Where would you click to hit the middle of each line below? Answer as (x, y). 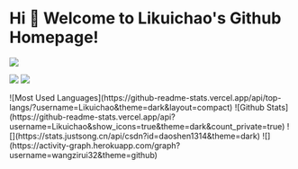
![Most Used (32, 97)
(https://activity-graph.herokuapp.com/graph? (95, 145)
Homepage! (54, 37)
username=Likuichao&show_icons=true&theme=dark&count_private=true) (147, 126)
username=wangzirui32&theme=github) (83, 155)
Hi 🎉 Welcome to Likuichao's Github (145, 18)
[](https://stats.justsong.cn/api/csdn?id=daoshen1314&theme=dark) (135, 136)
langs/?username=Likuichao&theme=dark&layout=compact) (121, 107)
